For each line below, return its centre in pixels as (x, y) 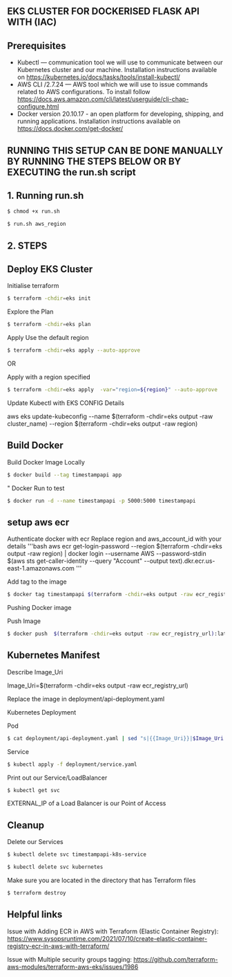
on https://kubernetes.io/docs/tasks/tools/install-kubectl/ (99, 77)
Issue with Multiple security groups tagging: (70, 959)
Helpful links (35, 914)
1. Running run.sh (46, 196)
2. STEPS (27, 245)
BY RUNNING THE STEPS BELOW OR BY (94, 161)
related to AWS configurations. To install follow (84, 92)
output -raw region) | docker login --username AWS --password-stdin (107, 554)
